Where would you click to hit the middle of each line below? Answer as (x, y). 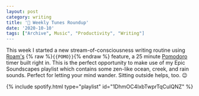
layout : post (22, 11)
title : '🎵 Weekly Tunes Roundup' (48, 22)
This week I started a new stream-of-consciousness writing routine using (96, 50)
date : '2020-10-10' (30, 28)
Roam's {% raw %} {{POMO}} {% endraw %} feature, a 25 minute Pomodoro (97, 57)
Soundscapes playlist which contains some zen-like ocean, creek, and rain (97, 69)
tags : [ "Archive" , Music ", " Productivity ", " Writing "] (75, 34)
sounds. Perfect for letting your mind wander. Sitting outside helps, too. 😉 (97, 75)
